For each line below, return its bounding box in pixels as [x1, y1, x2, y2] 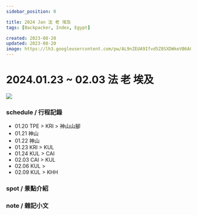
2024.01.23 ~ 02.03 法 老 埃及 [6, 73, 154, 87]
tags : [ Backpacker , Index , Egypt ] [6, 25, 91, 30]
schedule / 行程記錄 [6, 108, 63, 116]
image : [6, 46, 22, 52]
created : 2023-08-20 [6, 35, 57, 41]
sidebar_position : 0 [6, 8, 57, 15]
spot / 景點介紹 [6, 185, 49, 193]
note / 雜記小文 [6, 202, 49, 210]
